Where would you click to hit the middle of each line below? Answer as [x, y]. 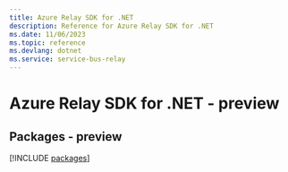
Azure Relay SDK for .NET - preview [144, 103]
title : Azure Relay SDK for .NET [72, 17]
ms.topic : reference [48, 43]
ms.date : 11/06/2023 [48, 34]
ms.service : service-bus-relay [68, 59]
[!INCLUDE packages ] [50, 158]
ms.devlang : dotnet [46, 51]
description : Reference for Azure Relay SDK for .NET [112, 26]
